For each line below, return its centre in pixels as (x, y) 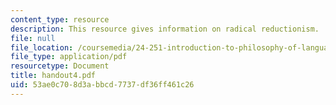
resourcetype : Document (60, 66)
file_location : (42, 47)
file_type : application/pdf (69, 57)
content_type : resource (60, 19)
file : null (33, 38)
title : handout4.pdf (53, 76)
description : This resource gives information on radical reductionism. (165, 29)
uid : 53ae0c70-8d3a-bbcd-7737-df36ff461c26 (102, 85)
